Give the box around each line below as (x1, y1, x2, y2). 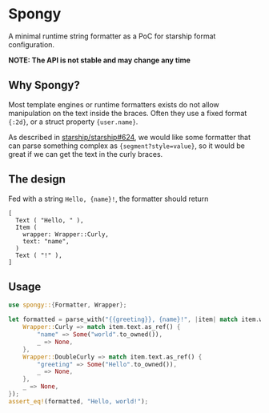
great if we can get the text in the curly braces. (8, 149, 163, 158)
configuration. (8, 39, 54, 49)
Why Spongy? (8, 78, 80, 92)
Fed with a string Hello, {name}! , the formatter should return (8, 194, 209, 203)
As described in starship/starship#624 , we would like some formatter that (8, 132, 251, 142)
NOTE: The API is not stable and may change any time (8, 55, 191, 65)
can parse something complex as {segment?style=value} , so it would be (8, 141, 246, 150)
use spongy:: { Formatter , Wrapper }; (8, 301, 127, 309)
